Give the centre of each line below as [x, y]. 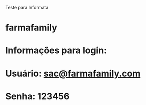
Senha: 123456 [37, 96]
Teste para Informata [27, 7]
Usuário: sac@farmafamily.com [73, 74]
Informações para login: [56, 50]
